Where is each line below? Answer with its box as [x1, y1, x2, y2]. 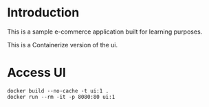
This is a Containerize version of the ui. [7, 40, 118, 49]
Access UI [7, 65, 67, 80]
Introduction [7, 5, 80, 21]
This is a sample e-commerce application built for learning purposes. [7, 27, 203, 36]
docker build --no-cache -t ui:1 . [7, 87, 109, 94]
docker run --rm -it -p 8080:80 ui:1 [7, 93, 115, 100]
